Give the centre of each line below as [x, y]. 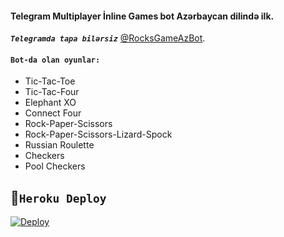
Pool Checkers [55, 166]
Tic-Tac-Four [52, 92]
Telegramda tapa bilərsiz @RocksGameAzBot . [108, 38]
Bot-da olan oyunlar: [55, 60]
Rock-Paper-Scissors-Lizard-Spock [98, 134]
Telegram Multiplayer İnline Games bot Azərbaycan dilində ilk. [142, 16]
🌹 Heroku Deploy [58, 197]
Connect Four [53, 113]
